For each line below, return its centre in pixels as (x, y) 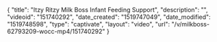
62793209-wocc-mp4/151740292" (56, 31)
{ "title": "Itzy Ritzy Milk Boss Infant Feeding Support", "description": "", (107, 10)
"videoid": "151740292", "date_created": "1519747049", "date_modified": (109, 17)
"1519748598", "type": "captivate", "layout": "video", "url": (89, 24)
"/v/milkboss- (191, 24)
